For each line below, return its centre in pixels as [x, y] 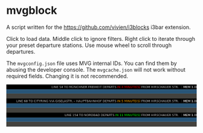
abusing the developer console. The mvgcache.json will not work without [96, 69]
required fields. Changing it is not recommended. [67, 76]
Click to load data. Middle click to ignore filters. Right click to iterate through [101, 39]
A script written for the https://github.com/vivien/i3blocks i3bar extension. [99, 27]
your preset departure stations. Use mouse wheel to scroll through [89, 45]
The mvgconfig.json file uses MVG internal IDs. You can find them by [92, 63]
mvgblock [32, 11]
